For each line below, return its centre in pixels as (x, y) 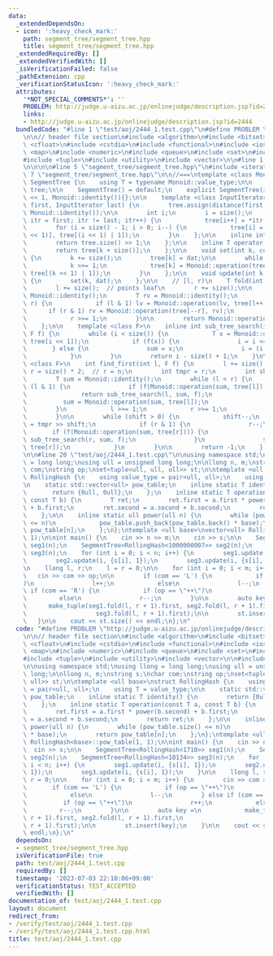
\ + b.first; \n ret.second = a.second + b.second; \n (127, 508)
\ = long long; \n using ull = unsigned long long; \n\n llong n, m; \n (139, 462)
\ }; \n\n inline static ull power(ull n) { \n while (136, 515)
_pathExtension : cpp (50, 76)
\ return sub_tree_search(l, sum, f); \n (118, 394)
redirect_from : (34, 916)
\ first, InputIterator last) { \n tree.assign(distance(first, (145, 205)
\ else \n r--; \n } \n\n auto (138, 599)
